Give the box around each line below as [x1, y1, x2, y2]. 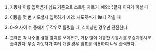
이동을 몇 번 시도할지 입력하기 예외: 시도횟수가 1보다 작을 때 [9, 14, 121, 20]
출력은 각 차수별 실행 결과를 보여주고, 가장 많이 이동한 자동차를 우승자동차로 [9, 35, 152, 40]
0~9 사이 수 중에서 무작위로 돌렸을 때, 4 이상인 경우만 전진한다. [9, 25, 129, 30]
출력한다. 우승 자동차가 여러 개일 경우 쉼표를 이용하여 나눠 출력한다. [9, 41, 136, 47]
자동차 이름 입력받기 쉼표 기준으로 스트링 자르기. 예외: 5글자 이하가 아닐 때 [9, 4, 149, 10]
